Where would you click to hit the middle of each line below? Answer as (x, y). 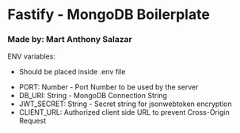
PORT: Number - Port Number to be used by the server (109, 87)
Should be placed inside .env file (72, 72)
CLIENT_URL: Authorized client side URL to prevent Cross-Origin (124, 112)
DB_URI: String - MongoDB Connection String (93, 96)
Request (32, 121)
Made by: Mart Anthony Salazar (70, 40)
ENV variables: (32, 56)
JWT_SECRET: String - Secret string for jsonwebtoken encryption (126, 104)
